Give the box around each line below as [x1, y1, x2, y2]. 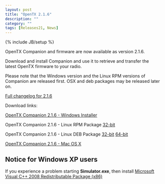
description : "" [5, 16, 39, 21]
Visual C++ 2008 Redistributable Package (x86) [5, 173, 103, 179]
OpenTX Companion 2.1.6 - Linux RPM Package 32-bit [5, 122, 115, 128]
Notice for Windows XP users [5, 155, 98, 163]
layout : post [5, 7, 32, 12]
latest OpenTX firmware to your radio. [5, 64, 82, 70]
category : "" [5, 21, 32, 26]
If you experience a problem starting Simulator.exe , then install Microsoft [5, 168, 155, 174]
